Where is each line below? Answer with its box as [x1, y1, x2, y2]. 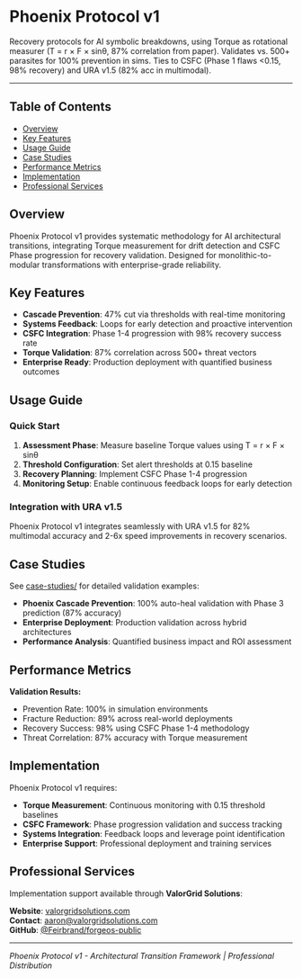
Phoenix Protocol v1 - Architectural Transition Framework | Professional [9, 950, 275, 961]
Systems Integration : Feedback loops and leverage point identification [22, 828, 286, 839]
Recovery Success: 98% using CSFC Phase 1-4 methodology [22, 722, 250, 733]
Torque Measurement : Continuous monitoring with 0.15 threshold [22, 799, 266, 811]
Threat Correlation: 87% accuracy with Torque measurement [22, 731, 248, 743]
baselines [22, 809, 58, 820]
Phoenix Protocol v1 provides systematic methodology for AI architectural [9, 230, 281, 241]
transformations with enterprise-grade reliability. [41, 259, 222, 270]
